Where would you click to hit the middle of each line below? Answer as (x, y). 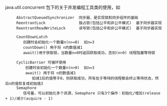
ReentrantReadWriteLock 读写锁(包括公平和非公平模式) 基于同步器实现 (89, 28)
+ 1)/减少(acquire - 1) (29, 99)
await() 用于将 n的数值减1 (51, 73)
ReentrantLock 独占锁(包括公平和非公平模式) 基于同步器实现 (89, 23)
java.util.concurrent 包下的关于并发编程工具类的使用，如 (63, 7)
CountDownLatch (32, 37)
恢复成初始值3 (31, 84)
